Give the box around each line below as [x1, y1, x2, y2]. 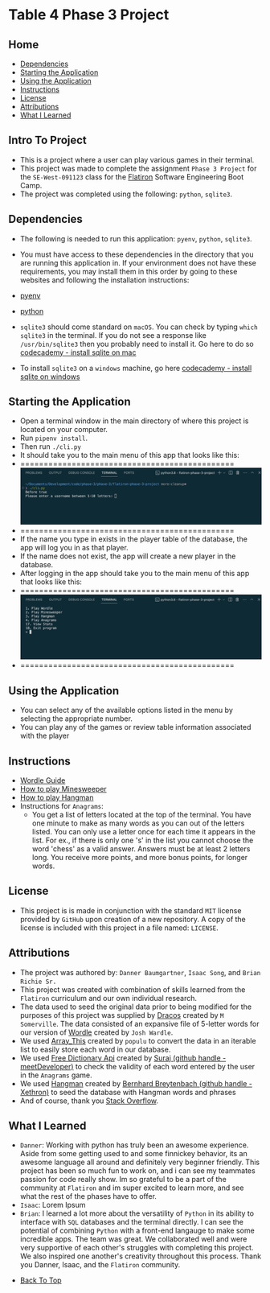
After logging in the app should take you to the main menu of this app [19, 568, 250, 578]
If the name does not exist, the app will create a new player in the [19, 551, 236, 561]
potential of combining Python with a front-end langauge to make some [19, 1225, 255, 1236]
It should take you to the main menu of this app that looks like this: [19, 451, 239, 460]
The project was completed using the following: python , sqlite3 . [19, 189, 233, 199]
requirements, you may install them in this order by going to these [19, 266, 238, 276]
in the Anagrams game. [19, 1070, 92, 1080]
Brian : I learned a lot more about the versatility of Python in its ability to [19, 1209, 255, 1218]
